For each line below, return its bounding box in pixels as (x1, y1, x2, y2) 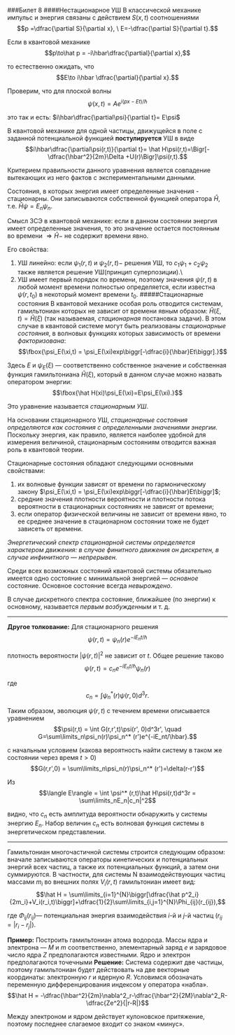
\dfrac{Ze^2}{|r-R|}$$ (86, 999, 149, 1007)
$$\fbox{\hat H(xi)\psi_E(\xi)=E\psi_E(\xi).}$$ (52, 388, 183, 397)
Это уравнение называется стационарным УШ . (7, 402, 149, 410)
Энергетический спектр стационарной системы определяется (7, 538, 196, 547)
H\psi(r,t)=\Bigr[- (162, 145, 210, 153)
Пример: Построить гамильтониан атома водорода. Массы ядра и (7, 936, 208, 944)
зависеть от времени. (17, 524, 83, 533)
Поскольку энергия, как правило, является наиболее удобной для (7, 430, 206, 439)
